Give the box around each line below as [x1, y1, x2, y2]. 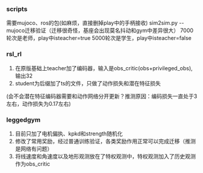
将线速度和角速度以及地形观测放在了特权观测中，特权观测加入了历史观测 [15, 152, 196, 160]
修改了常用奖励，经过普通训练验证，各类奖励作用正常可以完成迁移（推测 [15, 137, 196, 145]
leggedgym [6, 116, 41, 124]
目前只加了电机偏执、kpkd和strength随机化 [15, 129, 123, 137]
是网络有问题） [15, 145, 53, 152]
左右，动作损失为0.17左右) [6, 100, 72, 107]
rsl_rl [6, 50, 22, 59]
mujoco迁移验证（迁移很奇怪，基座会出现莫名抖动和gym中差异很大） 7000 [6, 27, 194, 34]
